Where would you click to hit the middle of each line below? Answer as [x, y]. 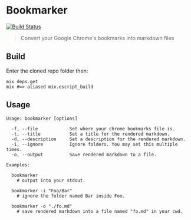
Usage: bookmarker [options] [42, 119]
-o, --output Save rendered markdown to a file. [84, 155]
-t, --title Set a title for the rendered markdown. [90, 134]
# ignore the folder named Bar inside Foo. [71, 196]
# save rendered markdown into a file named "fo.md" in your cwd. [100, 211]
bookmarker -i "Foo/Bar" [42, 191]
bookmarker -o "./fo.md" [42, 206]
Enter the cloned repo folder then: [47, 71]
